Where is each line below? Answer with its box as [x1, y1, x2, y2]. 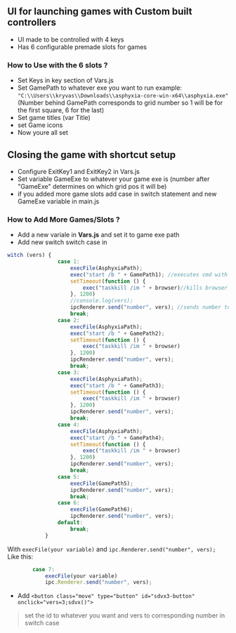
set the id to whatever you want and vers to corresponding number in [24, 611, 225, 620]
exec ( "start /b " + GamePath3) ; [70, 382, 165, 389]
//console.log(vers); [70, 298, 133, 305]
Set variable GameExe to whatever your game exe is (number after [17, 175, 210, 183]
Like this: [7, 552, 34, 561]
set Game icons [17, 121, 63, 129]
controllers [7, 17, 57, 29]
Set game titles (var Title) [17, 114, 91, 122]
